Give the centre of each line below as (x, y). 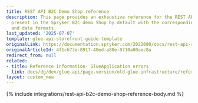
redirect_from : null (32, 55)
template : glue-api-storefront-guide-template (64, 39)
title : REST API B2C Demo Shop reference (58, 11)
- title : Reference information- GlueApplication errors (77, 66)
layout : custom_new (30, 77)
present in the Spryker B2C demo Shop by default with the (85, 22)
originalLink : (24, 45)
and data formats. (34, 28)
